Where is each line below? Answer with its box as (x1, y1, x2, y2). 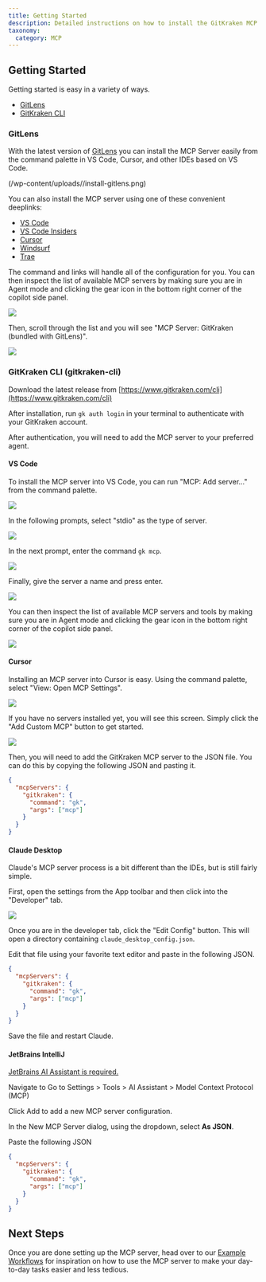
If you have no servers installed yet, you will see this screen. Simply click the (8, 714, 259, 723)
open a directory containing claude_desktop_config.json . (8, 934, 195, 944)
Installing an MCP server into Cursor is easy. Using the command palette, (8, 675, 248, 684)
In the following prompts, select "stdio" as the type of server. (8, 516, 208, 525)
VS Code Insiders (19, 226, 77, 236)
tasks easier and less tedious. (31, 1264, 129, 1275)
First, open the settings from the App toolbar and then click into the (8, 887, 229, 896)
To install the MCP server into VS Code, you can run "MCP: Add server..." (8, 476, 248, 486)
